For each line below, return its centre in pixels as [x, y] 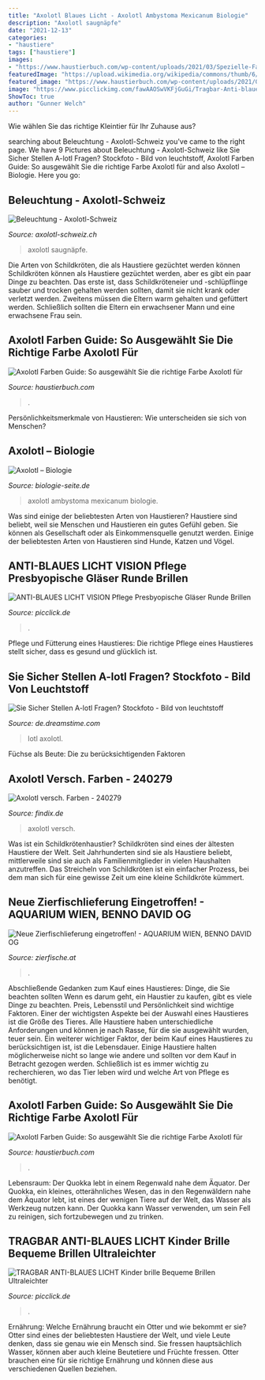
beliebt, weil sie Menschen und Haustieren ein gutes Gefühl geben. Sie [123, 524]
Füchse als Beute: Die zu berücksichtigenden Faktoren [97, 754]
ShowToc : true [32, 96]
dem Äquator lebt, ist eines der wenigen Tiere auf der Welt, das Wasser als [130, 1200]
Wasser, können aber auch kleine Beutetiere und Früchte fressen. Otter [123, 1352]
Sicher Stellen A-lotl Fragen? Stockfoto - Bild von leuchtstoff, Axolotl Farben [131, 158]
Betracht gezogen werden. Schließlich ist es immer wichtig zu [108, 1064]
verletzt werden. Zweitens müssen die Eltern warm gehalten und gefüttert [128, 298]
